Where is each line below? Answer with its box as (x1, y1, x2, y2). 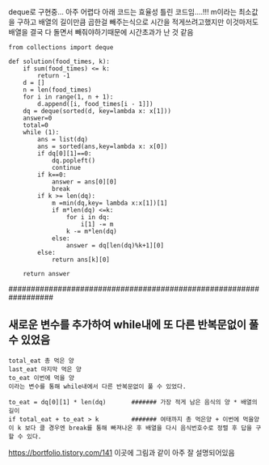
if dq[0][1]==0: (37, 150, 92, 158)
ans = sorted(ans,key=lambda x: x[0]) (37, 142, 168, 150)
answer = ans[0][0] (51, 178, 117, 186)
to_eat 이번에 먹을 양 (8, 374, 75, 382)
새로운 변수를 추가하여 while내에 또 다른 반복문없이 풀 (8, 318, 259, 332)
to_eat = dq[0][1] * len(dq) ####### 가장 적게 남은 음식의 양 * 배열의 (8, 398, 258, 406)
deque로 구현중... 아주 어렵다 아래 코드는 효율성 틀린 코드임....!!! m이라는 (8, 7, 237, 16)
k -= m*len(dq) (65, 227, 117, 235)
